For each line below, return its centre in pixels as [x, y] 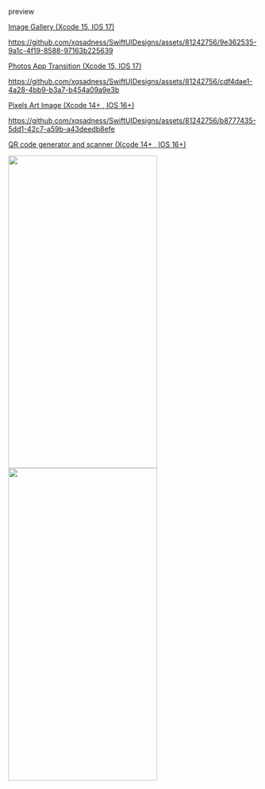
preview [21, 12]
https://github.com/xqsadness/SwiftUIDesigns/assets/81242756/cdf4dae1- [131, 81]
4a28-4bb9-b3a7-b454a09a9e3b [64, 90]
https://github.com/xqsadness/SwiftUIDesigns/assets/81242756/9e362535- [132, 42]
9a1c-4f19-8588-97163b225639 [61, 50]
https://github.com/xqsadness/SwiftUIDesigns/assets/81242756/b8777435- [132, 121]
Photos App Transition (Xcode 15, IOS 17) [75, 66]
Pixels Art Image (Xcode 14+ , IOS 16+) [71, 105]
